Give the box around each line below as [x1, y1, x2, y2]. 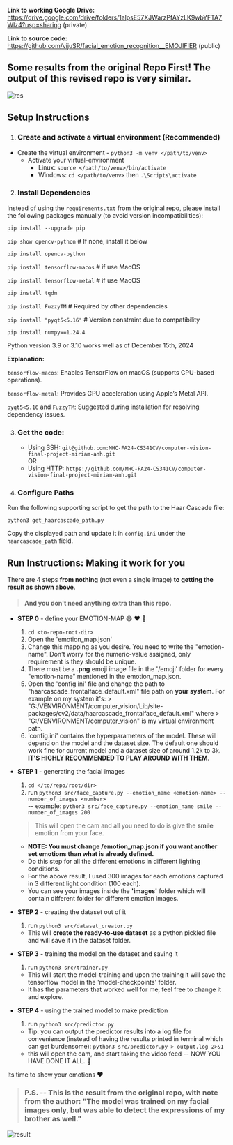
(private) [62, 21, 88, 29]
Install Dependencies [17, 188, 91, 197]
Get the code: [17, 427, 65, 437]
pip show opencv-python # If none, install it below [7, 237, 148, 245]
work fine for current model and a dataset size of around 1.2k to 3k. [27, 747, 221, 755]
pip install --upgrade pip [7, 225, 86, 232]
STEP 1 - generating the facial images [17, 768, 125, 776]
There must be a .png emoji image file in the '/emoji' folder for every [27, 665, 224, 673]
